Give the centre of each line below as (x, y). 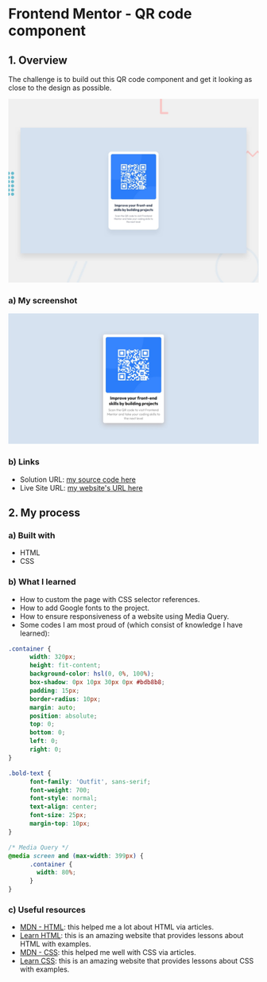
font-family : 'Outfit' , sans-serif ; (90, 781)
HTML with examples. (55, 944)
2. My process (44, 513)
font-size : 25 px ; (58, 816)
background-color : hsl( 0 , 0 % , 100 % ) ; (92, 674)
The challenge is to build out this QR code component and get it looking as (130, 79)
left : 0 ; (44, 741)
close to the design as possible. (60, 88)
